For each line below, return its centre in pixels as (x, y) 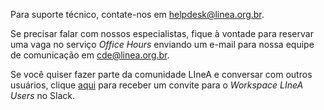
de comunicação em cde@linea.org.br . (90, 55)
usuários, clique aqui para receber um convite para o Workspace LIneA (157, 85)
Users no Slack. (43, 95)
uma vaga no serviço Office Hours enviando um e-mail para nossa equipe (162, 44)
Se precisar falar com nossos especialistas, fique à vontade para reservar (162, 33)
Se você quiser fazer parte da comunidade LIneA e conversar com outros (161, 74)
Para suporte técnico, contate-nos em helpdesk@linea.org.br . (137, 14)
